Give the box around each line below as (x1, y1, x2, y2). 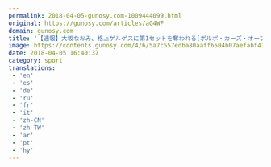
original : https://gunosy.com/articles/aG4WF (8, 19, 164, 27)
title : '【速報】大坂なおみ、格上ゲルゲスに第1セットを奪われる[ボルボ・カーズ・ (8, 34, 248, 43)
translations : (8, 64, 56, 72)
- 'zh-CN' (11, 116, 45, 124)
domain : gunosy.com (8, 26, 74, 35)
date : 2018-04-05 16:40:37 (8, 49, 99, 57)
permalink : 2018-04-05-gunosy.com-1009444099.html (8, 11, 182, 20)
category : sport (8, 57, 63, 65)
